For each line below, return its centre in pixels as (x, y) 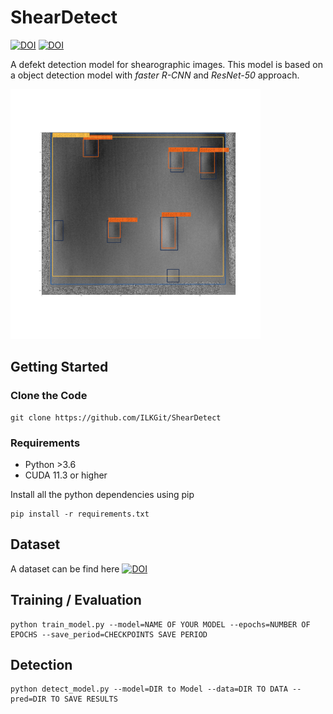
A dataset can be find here (65, 568)
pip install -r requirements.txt (80, 514)
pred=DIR (28, 699)
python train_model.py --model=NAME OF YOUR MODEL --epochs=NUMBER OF (160, 624)
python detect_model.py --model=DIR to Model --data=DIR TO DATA (149, 689)
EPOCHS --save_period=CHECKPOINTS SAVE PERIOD (109, 634)
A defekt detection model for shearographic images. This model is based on (167, 64)
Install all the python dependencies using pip (102, 494)
